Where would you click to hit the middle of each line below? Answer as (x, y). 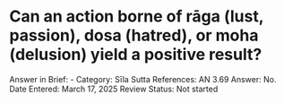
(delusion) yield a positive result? (136, 55)
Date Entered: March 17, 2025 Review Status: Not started (114, 89)
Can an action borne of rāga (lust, (137, 17)
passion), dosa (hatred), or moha (134, 35)
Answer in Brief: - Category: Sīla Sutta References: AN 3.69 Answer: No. (143, 79)
